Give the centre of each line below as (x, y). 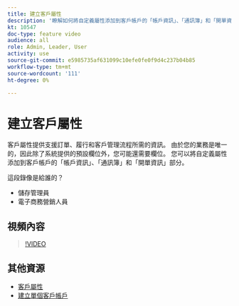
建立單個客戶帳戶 (43, 295)
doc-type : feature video (44, 34)
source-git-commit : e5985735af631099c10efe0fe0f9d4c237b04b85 (101, 60)
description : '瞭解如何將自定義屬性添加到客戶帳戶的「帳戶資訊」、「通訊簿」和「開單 (117, 21)
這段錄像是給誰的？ (36, 178)
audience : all (28, 41)
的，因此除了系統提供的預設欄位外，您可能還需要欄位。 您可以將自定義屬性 (117, 154)
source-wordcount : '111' (44, 73)
